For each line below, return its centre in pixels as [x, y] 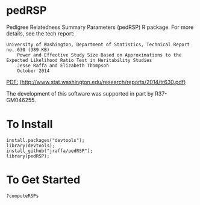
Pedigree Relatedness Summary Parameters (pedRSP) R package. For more [100, 27]
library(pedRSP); [28, 156]
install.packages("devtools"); [45, 140]
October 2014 [33, 71]
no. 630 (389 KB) [28, 50]
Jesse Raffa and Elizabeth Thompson [63, 66]
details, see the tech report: [41, 33]
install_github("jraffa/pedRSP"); [50, 151]
